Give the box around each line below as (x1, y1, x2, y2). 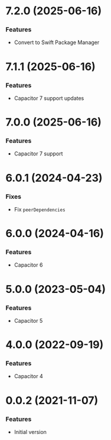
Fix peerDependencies (14, 205, 66, 213)
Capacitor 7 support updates (14, 94, 84, 102)
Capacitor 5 (14, 317, 43, 324)
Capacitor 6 (14, 261, 43, 269)
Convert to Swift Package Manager (14, 39, 100, 46)
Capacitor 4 (14, 373, 43, 380)
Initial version (14, 428, 47, 435)
